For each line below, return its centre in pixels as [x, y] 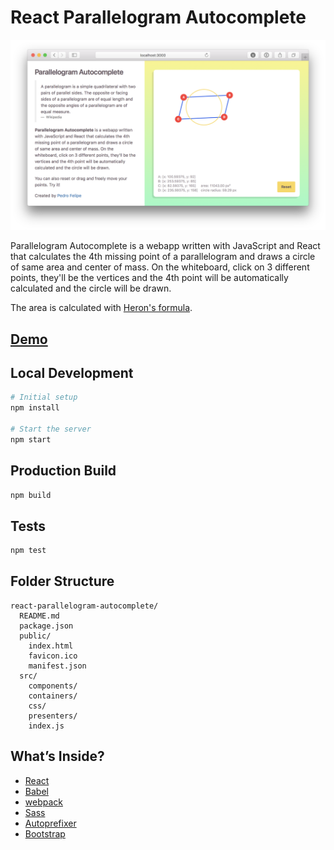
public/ [35, 636]
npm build [31, 495]
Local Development [72, 372]
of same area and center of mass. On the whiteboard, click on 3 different [160, 267]
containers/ [53, 696]
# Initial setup [44, 397]
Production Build [63, 471]
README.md [39, 616]
